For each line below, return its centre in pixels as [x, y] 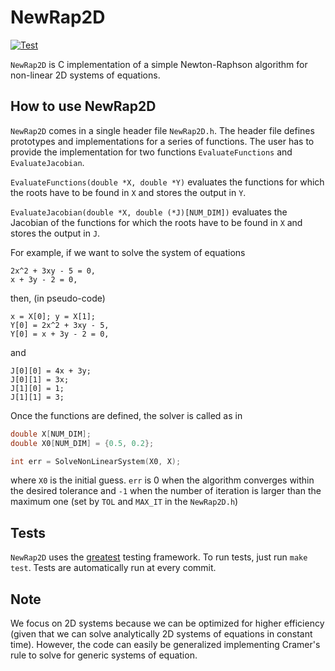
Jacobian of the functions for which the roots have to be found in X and [156, 222]
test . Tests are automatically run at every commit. [113, 568]
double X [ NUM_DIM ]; [51, 434]
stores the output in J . [55, 233]
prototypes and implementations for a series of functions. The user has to [162, 141]
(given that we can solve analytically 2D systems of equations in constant [161, 634]
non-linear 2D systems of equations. [85, 75]
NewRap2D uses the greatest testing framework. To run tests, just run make [159, 557]
